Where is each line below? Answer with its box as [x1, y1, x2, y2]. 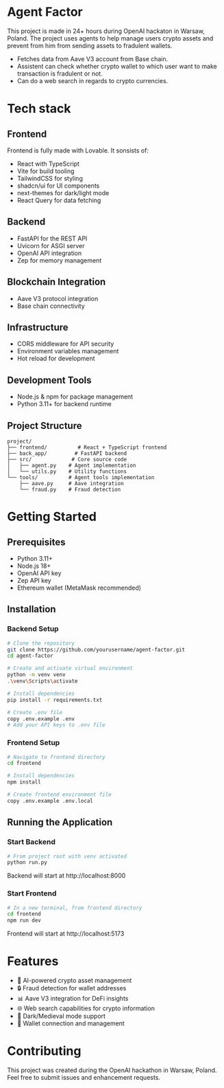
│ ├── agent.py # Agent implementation [7, 462, 136, 469]
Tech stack [7, 101, 71, 117]
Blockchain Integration [7, 276, 106, 288]
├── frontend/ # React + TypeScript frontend [7, 444, 167, 451]
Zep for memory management [16, 256, 102, 265]
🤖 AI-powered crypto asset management [16, 977, 132, 985]
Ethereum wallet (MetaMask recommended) [16, 584, 142, 592]
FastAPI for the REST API [16, 234, 88, 243]
